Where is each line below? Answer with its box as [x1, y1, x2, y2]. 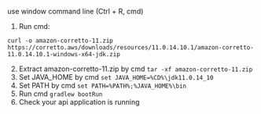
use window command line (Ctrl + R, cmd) [7, 7, 144, 16]
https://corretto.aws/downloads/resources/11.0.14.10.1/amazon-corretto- [7, 44, 255, 52]
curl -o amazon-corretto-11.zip [7, 37, 113, 45]
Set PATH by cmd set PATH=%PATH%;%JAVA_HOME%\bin [18, 81, 187, 90]
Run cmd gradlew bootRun [18, 89, 103, 98]
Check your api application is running [18, 98, 140, 106]
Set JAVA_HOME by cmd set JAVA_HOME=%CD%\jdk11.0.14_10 [18, 73, 214, 81]
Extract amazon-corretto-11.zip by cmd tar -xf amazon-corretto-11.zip [18, 64, 253, 73]
